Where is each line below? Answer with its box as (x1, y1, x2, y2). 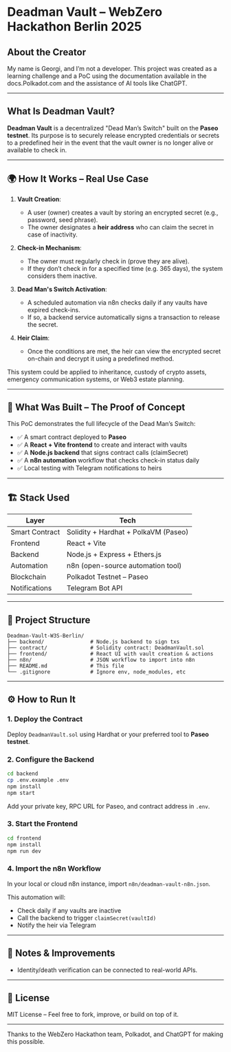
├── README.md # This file (7, 662, 125, 669)
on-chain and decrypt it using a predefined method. (27, 354, 175, 363)
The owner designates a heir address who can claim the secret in (27, 223, 214, 231)
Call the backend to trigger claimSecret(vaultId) (16, 913, 157, 922)
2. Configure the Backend (7, 754, 95, 764)
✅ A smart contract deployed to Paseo (16, 433, 127, 441)
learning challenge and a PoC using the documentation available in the (7, 72, 207, 80)
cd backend (7, 770, 38, 778)
